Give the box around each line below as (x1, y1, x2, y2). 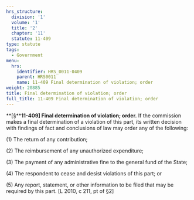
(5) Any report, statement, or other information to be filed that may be (6, 181, 174, 188)
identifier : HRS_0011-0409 (16, 69, 83, 74)
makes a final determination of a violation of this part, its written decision (6, 118, 182, 125)
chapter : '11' (11, 30, 46, 36)
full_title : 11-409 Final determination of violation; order (6, 96, 159, 101)
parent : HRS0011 (16, 74, 57, 80)
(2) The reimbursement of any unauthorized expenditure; (6, 147, 144, 154)
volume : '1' (11, 19, 41, 25)
